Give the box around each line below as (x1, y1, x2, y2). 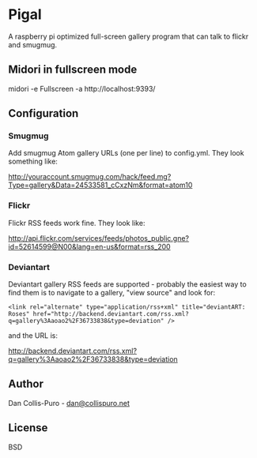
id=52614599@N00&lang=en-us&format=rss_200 (8, 242, 172, 251)
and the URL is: (8, 331, 58, 340)
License (8, 421, 48, 435)
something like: (8, 156, 58, 167)
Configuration (8, 107, 79, 120)
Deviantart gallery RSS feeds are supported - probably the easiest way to (8, 280, 247, 289)
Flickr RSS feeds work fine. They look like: (8, 218, 146, 227)
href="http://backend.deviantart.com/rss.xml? (32, 310, 190, 318)
